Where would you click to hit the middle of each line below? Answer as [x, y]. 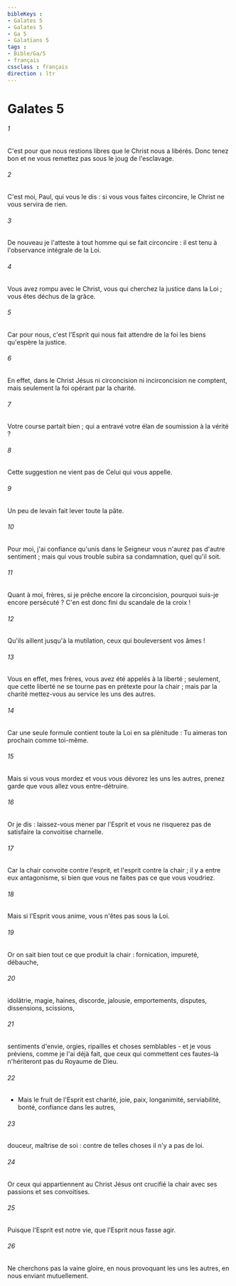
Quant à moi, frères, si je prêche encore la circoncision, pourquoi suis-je [113, 594]
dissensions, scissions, [41, 1008]
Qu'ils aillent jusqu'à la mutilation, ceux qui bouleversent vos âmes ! [106, 641]
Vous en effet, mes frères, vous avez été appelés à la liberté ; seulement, [114, 679]
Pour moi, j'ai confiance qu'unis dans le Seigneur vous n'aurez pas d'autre [116, 549]
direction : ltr [31, 73]
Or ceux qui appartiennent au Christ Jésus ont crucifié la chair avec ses [112, 1184]
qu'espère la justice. [37, 342]
